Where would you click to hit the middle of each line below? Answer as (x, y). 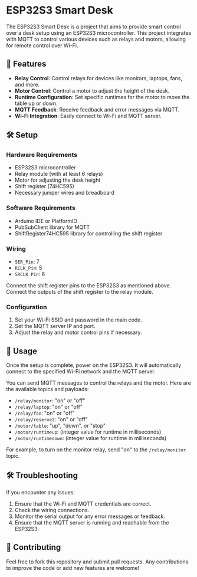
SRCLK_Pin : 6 (30, 274)
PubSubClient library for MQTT (52, 227)
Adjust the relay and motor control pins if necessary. (78, 332)
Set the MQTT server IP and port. (55, 326)
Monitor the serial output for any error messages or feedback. (90, 516)
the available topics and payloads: (47, 389)
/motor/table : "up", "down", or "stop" (60, 426)
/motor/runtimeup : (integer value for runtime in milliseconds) (88, 432)
